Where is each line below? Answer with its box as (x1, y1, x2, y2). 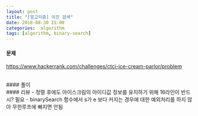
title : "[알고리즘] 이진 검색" (6, 14, 73, 20)
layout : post (6, 8, 38, 15)
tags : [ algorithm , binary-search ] (6, 31, 92, 37)
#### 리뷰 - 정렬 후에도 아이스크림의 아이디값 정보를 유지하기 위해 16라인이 (6, 89, 180, 96)
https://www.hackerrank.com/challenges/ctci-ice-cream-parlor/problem (6, 63, 182, 70)
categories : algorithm (6, 25, 65, 31)
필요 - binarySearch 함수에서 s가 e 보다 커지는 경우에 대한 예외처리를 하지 (14, 96, 186, 103)
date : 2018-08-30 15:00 (6, 19, 65, 25)
